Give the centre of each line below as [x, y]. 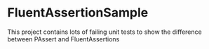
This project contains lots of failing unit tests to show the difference [104, 32]
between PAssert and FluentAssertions [63, 39]
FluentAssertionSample [78, 13]
